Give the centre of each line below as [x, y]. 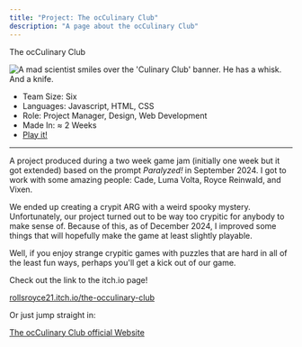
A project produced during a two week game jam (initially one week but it [145, 160]
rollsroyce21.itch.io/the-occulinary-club [82, 297]
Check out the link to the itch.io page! [79, 279]
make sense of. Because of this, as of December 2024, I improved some [143, 225]
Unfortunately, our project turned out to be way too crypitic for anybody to [147, 216]
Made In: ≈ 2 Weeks [59, 125]
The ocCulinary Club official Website [77, 332]
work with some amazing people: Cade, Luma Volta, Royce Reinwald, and [145, 179]
